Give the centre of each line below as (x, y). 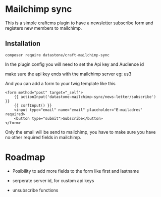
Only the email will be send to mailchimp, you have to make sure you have (80, 132)
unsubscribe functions (35, 190)
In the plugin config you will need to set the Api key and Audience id (75, 64)
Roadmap (25, 157)
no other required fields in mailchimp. (43, 137)
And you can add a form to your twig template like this (60, 83)
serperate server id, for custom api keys (53, 180)
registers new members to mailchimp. (44, 28)
